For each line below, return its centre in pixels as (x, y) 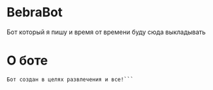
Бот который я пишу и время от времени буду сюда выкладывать (106, 32)
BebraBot (35, 12)
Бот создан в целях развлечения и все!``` (70, 79)
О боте (27, 61)
